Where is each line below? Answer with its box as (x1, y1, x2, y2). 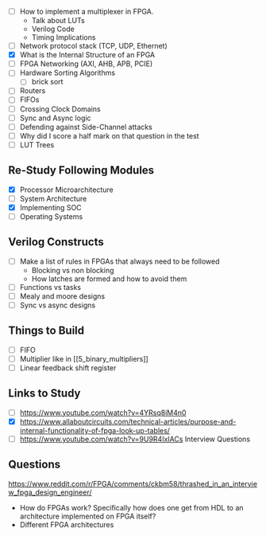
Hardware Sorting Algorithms (19, 68, 116, 78)
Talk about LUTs (31, 16, 85, 25)
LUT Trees (19, 139, 55, 150)
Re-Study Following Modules (8, 163, 155, 178)
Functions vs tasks (19, 282, 82, 291)
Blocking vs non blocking (31, 265, 114, 275)
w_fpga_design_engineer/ (8, 487, 93, 497)
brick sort (31, 77, 64, 87)
